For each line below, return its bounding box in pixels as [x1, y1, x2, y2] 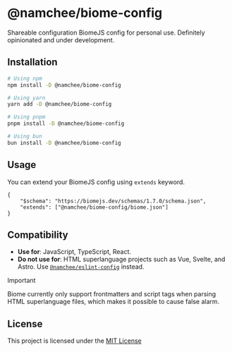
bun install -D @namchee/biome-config [7, 139, 121, 146]
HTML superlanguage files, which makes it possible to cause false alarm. [7, 298, 220, 306]
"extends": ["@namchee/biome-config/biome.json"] [20, 203, 169, 211]
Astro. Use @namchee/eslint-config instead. [17, 262, 145, 271]
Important [7, 277, 36, 285]
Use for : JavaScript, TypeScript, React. [17, 248, 132, 256]
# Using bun [7, 133, 42, 140]
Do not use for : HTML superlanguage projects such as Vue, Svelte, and [17, 255, 226, 264]
